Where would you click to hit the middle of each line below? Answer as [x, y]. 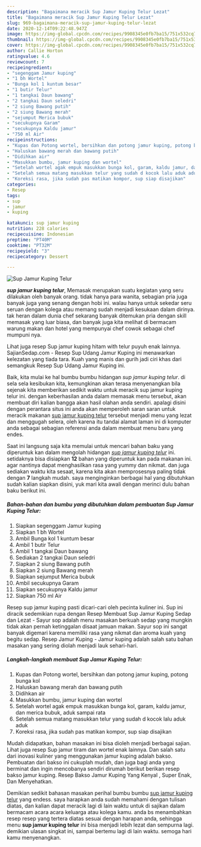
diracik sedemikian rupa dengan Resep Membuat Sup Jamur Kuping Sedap [99, 614]
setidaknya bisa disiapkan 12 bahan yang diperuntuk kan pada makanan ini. [100, 459]
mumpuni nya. [24, 335]
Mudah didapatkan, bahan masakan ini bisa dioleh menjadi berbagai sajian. [99, 743]
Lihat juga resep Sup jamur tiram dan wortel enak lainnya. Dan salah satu [96, 750]
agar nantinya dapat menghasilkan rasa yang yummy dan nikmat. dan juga [98, 465]
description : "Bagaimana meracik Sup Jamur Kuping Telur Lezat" [88, 12]
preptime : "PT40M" [30, 240]
